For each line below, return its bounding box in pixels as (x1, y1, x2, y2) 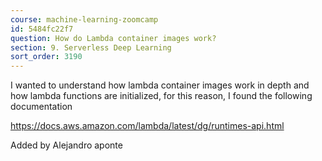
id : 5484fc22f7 (10, 24, 74, 34)
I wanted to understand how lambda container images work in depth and (10, 79, 310, 91)
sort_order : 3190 (10, 52, 83, 62)
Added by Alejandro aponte (10, 139, 123, 151)
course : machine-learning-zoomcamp (10, 14, 159, 25)
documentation (10, 101, 73, 113)
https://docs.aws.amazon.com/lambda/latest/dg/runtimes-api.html (10, 120, 285, 132)
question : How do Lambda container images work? (10, 33, 217, 43)
